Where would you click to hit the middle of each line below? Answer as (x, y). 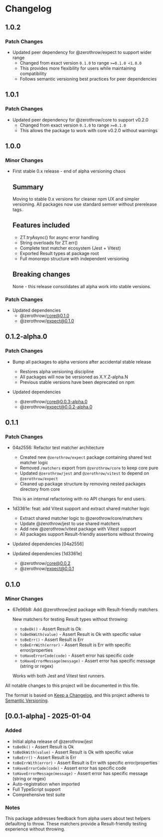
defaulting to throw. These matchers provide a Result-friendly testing (76, 824)
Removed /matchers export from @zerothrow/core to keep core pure (89, 468)
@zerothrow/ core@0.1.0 (45, 315)
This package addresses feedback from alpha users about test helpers (78, 818)
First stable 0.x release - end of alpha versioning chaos (69, 171)
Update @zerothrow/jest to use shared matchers (70, 524)
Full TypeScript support (36, 789)
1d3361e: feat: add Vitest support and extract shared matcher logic (81, 509)
